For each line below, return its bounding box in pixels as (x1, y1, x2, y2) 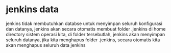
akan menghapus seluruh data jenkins (6, 42, 86, 48)
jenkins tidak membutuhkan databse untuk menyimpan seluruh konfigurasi (6, 20, 163, 26)
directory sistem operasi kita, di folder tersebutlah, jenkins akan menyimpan (6, 31, 165, 37)
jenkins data (6, 4, 59, 15)
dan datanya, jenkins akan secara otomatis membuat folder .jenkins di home (6, 25, 166, 32)
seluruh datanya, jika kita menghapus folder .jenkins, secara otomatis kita (6, 37, 160, 43)
